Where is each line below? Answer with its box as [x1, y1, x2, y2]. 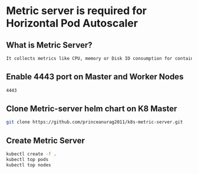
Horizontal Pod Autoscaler [6, 16, 138, 30]
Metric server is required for [6, 4, 147, 18]
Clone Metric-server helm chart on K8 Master [6, 103, 177, 113]
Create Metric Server [6, 135, 85, 145]
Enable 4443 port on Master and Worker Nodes [6, 72, 184, 82]
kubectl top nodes [6, 162, 51, 168]
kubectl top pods [6, 156, 49, 162]
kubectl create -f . [6, 151, 57, 157]
